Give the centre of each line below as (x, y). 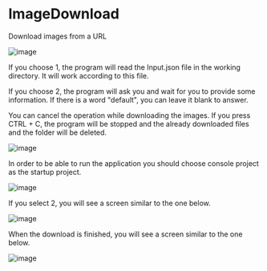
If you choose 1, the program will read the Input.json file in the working (124, 67)
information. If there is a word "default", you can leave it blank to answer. (128, 99)
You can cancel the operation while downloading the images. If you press (129, 115)
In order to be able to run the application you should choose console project (133, 163)
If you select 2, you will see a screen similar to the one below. (109, 203)
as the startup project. (45, 172)
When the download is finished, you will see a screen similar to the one (125, 234)
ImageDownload (64, 14)
